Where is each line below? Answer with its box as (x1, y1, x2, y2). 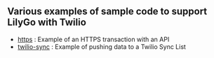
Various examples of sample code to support (7, 6, 208, 17)
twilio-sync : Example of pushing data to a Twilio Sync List (17, 42, 186, 51)
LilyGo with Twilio (7, 17, 86, 29)
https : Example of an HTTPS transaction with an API (17, 35, 170, 43)
